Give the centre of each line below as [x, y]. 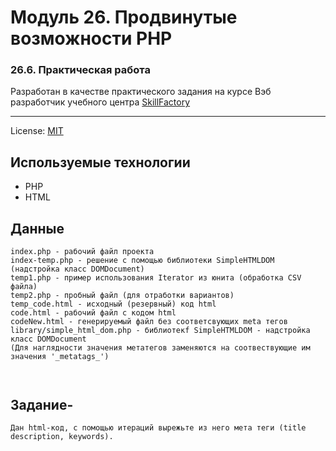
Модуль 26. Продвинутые [124, 17]
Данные [37, 228]
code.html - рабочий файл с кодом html [93, 313]
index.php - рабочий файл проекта [82, 252]
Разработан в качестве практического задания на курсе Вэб [141, 92]
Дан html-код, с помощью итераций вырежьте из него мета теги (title [158, 427]
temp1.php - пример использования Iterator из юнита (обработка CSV [156, 278]
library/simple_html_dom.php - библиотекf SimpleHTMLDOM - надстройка [160, 331]
